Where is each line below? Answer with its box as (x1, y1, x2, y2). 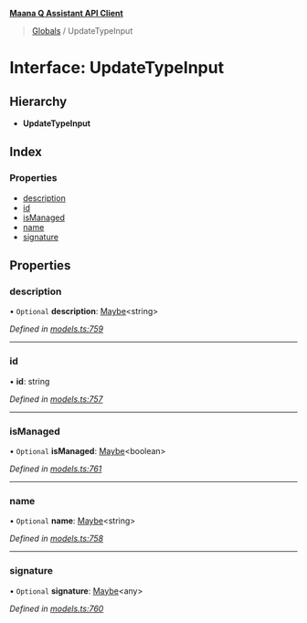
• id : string (9, 375, 50, 386)
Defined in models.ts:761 (9, 463, 102, 474)
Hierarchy (9, 93, 68, 109)
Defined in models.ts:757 (9, 393, 103, 405)
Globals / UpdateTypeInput (31, 26, 133, 36)
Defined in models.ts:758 (9, 533, 103, 544)
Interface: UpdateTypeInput (9, 58, 225, 79)
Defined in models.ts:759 (9, 323, 103, 334)
